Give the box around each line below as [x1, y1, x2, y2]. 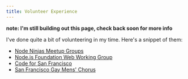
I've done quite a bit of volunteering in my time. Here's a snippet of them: [6, 36, 183, 43]
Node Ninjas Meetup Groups [14, 47, 84, 54]
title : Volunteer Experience [6, 8, 78, 15]
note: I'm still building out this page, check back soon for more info [6, 25, 173, 32]
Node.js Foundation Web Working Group [14, 53, 113, 60]
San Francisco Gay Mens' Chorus [14, 66, 96, 73]
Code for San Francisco [14, 60, 72, 67]
